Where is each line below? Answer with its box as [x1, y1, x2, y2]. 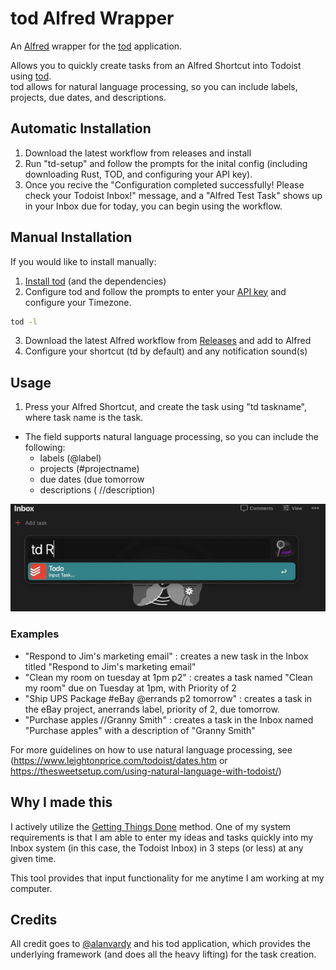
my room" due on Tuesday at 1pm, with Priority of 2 [24, 682, 237, 694]
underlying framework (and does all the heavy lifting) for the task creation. [10, 948, 317, 961]
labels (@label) [39, 452, 102, 464]
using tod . [10, 70, 52, 82]
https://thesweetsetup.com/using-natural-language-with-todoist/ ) [10, 765, 282, 777]
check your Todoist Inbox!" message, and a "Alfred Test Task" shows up [24, 189, 323, 201]
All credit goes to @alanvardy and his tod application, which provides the [10, 938, 311, 950]
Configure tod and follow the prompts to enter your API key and [24, 285, 287, 297]
